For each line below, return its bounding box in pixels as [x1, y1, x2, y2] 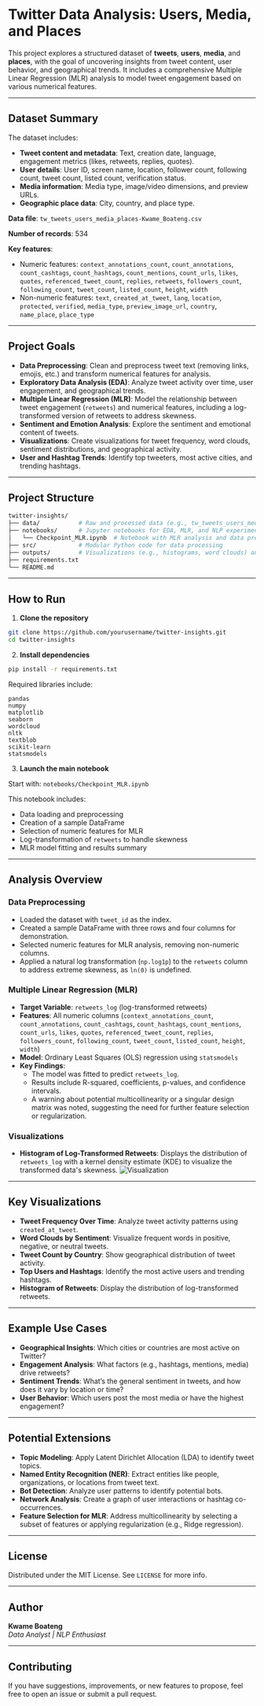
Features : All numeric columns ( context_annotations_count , [19, 1010, 214, 1020]
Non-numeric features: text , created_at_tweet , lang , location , [19, 293, 222, 302]
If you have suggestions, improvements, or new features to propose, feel [8, 1681, 244, 1690]
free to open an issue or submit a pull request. [8, 1689, 157, 1698]
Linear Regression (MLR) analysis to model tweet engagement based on [8, 73, 242, 83]
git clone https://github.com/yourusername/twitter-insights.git [8, 628, 226, 637]
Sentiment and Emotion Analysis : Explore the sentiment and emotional [19, 419, 251, 428]
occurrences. [19, 1502, 64, 1512]
